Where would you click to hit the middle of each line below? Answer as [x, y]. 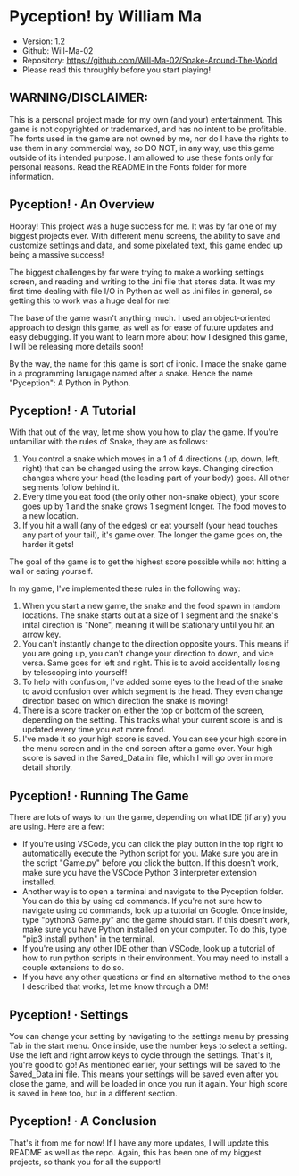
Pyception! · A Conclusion [83, 1121]
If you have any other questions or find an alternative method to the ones [156, 977]
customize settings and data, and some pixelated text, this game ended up [146, 245]
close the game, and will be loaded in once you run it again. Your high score [149, 1083]
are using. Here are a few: [57, 827]
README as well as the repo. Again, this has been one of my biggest [135, 1152]
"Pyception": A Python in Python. [70, 383]
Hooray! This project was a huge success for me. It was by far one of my [143, 226]
